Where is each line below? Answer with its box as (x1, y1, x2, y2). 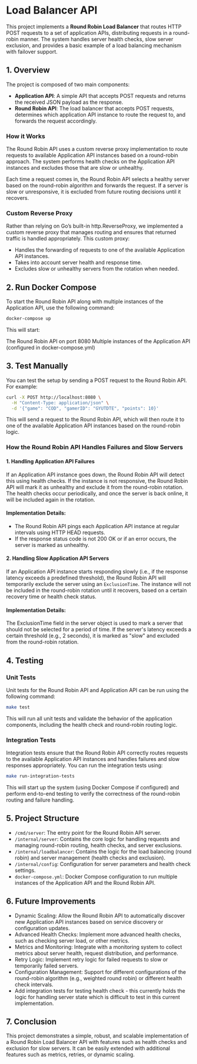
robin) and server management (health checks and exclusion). (14, 854, 166, 861)
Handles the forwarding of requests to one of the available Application (14, 246, 185, 253)
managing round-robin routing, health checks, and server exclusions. (14, 841, 182, 849)
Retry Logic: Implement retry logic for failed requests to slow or (14, 956, 168, 963)
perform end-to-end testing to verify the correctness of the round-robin (6, 790, 181, 797)
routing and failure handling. (6, 796, 75, 803)
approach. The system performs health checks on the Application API (6, 158, 175, 165)
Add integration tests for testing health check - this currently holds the (14, 987, 185, 994)
